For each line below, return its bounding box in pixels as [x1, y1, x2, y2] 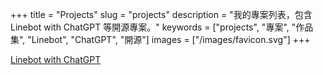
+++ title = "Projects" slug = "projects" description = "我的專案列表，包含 [10, 9, 313, 20]
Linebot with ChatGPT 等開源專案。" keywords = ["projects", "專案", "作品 [10, 21, 314, 33]
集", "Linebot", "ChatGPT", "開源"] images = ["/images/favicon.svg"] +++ [10, 34, 311, 45]
